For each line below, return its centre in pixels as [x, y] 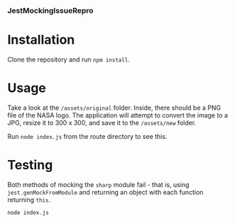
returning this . [29, 200]
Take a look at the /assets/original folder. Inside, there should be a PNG [114, 108]
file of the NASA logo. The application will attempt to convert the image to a [118, 115]
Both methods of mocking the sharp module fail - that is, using [98, 184]
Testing [30, 165]
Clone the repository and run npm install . [69, 59]
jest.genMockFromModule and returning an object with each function [105, 192]
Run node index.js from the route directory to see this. [87, 136]
